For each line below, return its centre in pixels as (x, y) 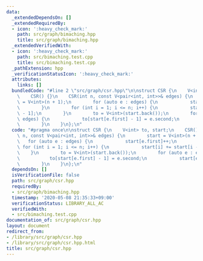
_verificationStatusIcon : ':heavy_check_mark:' (73, 74)
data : (13, 12)
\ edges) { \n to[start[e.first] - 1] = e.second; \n (98, 119)
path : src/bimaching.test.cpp (55, 57)
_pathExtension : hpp (37, 68)
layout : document (28, 226)
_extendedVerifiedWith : (41, 46)
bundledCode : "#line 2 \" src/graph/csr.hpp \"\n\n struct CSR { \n (94, 91)
